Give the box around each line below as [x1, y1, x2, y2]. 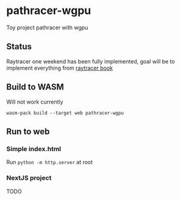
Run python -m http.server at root [6, 159, 93, 166]
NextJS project [6, 174, 52, 182]
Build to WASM [6, 82, 64, 92]
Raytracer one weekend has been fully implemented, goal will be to [6, 57, 176, 65]
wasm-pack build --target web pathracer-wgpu [6, 110, 124, 116]
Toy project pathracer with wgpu [6, 24, 88, 31]
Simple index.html [6, 145, 62, 153]
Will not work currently [6, 98, 63, 105]
